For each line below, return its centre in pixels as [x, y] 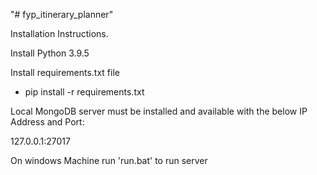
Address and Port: [47, 122]
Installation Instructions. [59, 33]
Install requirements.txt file [65, 72]
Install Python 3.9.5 [50, 53]
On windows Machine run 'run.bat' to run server [109, 160]
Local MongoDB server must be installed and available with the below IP [159, 111]
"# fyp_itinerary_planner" [62, 14]
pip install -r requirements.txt [84, 92]
